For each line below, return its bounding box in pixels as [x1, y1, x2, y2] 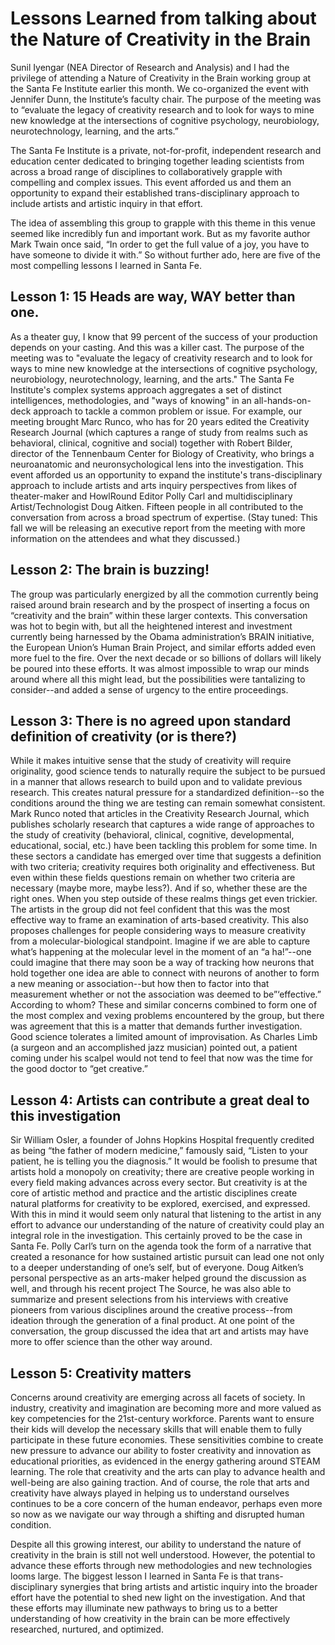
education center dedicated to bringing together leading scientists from [10, 155, 305, 167]
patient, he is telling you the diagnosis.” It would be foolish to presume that [10, 1155, 318, 1167]
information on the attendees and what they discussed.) [10, 532, 241, 544]
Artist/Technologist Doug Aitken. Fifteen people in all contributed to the [10, 500, 304, 512]
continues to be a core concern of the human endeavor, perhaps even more [10, 1498, 323, 1509]
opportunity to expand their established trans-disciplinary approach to [10, 187, 300, 199]
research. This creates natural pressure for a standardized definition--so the [10, 787, 325, 799]
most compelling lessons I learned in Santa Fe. [10, 259, 202, 271]
